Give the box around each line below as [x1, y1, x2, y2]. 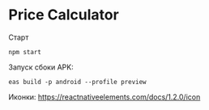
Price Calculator [8, 6, 119, 24]
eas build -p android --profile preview [8, 78, 147, 86]
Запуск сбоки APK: [8, 62, 75, 72]
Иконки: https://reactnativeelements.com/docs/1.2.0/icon [8, 91, 201, 102]
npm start [8, 48, 42, 56]
